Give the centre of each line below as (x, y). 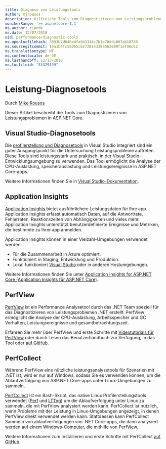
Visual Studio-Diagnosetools (50, 133)
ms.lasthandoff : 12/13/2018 (34, 60)
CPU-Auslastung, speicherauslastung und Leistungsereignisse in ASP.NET (81, 166)
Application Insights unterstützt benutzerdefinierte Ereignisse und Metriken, (82, 224)
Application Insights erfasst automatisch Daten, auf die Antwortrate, (74, 214)
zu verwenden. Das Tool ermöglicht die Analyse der (108, 161)
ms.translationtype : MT (30, 51)
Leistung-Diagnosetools (56, 89)
